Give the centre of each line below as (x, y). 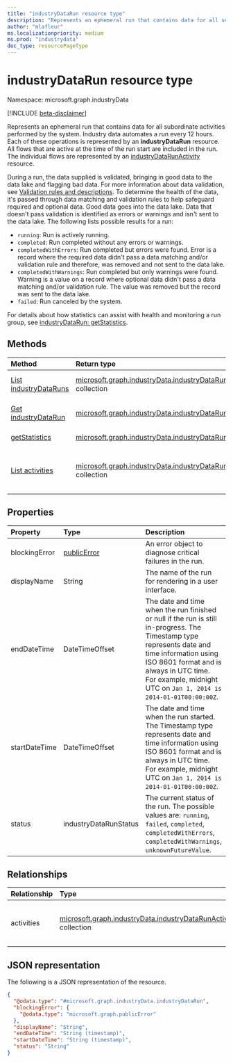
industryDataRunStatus (101, 824)
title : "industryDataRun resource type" (67, 14)
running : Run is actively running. (63, 234)
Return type (96, 364)
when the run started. (180, 717)
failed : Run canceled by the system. (70, 301)
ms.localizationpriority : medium (55, 33)
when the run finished (181, 609)
